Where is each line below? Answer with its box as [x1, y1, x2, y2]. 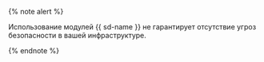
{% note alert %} [8, 7, 64, 16]
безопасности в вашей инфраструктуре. [8, 31, 146, 40]
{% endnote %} [8, 46, 60, 55]
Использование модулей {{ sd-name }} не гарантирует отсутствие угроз [8, 22, 257, 31]
